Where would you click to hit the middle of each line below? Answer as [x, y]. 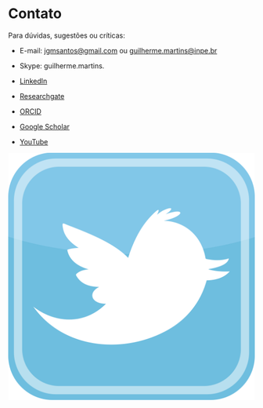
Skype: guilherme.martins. [62, 66]
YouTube [34, 141]
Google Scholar [45, 126]
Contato [35, 14]
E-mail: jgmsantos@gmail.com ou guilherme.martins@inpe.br [118, 50]
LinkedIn [33, 81]
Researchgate [42, 96]
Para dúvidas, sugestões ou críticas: [67, 35]
